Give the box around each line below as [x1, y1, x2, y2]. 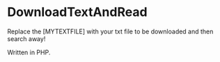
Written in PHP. [7, 48, 51, 56]
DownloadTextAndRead [7, 4, 148, 20]
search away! [7, 34, 46, 42]
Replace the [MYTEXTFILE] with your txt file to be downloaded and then [7, 27, 214, 36]
